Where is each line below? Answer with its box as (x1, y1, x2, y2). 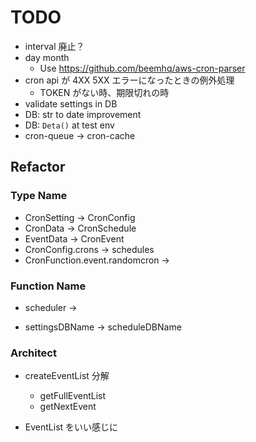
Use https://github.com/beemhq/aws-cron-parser (39, 62, 246, 74)
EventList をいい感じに (24, 421, 119, 433)
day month (24, 51, 70, 63)
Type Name (10, 189, 68, 203)
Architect (10, 346, 57, 360)
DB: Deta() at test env (24, 119, 115, 131)
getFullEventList (39, 390, 107, 402)
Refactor (10, 159, 66, 176)
